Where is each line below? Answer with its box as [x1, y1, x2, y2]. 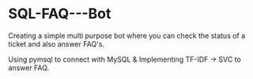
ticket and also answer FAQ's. [8, 39, 105, 48]
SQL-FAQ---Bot [8, 5, 111, 23]
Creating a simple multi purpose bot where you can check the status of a [8, 31, 246, 40]
